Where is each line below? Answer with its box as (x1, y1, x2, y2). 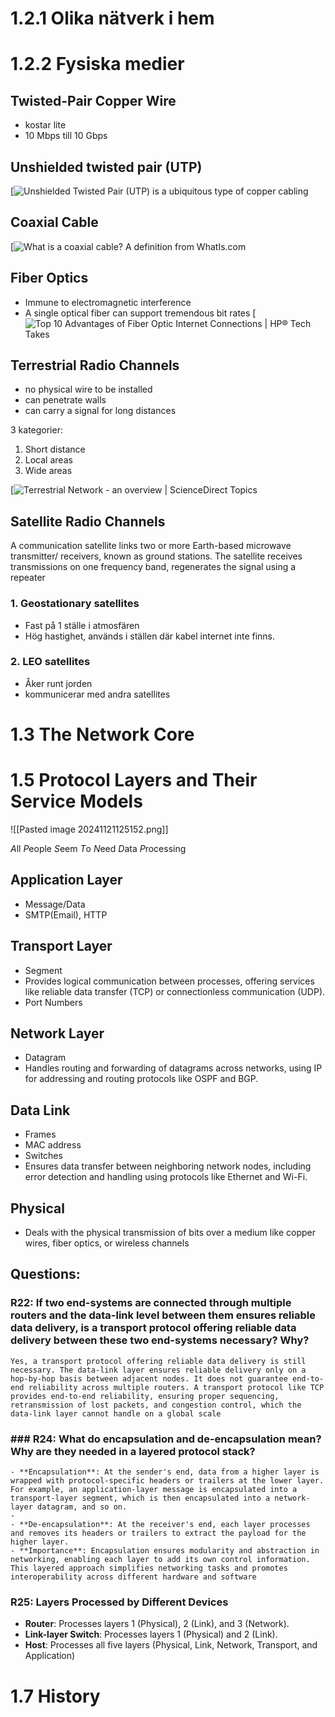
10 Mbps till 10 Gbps (24, 130, 108, 142)
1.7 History (10, 1685, 101, 1707)
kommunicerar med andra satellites (24, 688, 171, 700)
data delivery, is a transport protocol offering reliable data (10, 1321, 297, 1335)
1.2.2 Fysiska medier (10, 53, 185, 76)
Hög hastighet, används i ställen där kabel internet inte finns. (24, 630, 276, 642)
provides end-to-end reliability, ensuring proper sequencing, (10, 1391, 280, 1401)
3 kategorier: (10, 424, 63, 436)
